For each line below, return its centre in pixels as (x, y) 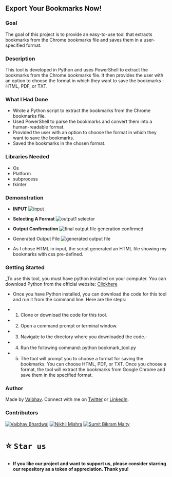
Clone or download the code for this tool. (64, 315)
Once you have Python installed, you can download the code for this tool (90, 294)
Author (14, 389)
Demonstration (24, 197)
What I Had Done (27, 99)
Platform (22, 173)
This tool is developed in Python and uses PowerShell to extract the (77, 69)
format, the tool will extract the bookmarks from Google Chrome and (93, 370)
